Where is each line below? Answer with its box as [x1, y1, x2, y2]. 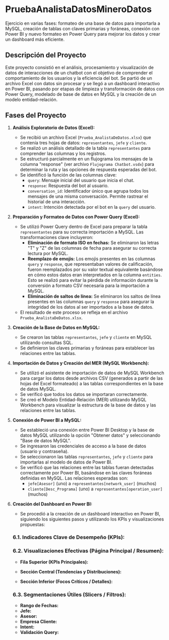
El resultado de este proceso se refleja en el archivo [20, 309, 128, 315]
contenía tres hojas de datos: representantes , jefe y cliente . [20, 140, 147, 146]
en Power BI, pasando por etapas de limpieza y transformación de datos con [5, 86, 164, 92]
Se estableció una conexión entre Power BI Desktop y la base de [20, 427, 155, 433]
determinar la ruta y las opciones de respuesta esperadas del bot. [20, 166, 157, 172]
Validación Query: [20, 629, 59, 635]
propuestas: [20, 521, 45, 528]
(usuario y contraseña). [20, 448, 69, 454]
